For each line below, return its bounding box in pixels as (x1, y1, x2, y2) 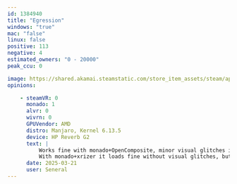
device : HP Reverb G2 (25, 133, 90, 140)
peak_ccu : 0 (7, 63, 42, 70)
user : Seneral (25, 166, 68, 173)
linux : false (7, 37, 46, 44)
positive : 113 (7, 43, 49, 50)
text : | (25, 140, 49, 147)
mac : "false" (7, 29, 46, 37)
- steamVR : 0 (20, 94, 59, 102)
